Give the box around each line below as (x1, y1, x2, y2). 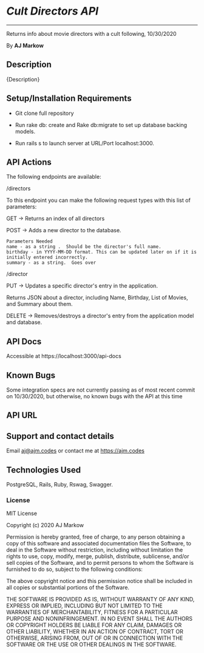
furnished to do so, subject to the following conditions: (6, 565, 143, 573)
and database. (6, 319, 42, 326)
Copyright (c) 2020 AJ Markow (6, 522, 84, 529)
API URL (6, 410, 38, 421)
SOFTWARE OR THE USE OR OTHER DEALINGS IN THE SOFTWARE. (6, 641, 177, 648)
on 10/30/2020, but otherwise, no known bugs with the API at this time (6, 393, 183, 399)
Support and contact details (6, 430, 114, 441)
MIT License (6, 510, 38, 517)
